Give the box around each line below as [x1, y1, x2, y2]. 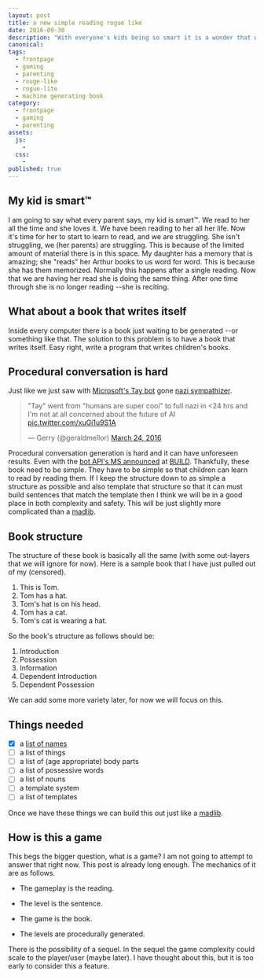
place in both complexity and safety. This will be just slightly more [8, 499, 222, 508]
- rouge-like [15, 77, 58, 85]
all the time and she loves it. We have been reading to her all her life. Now [8, 223, 246, 233]
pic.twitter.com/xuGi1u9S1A [27, 418, 116, 427]
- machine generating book [15, 92, 104, 100]
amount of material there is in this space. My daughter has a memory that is [8, 249, 253, 258]
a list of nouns [19, 774, 66, 784]
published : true [8, 165, 61, 173]
